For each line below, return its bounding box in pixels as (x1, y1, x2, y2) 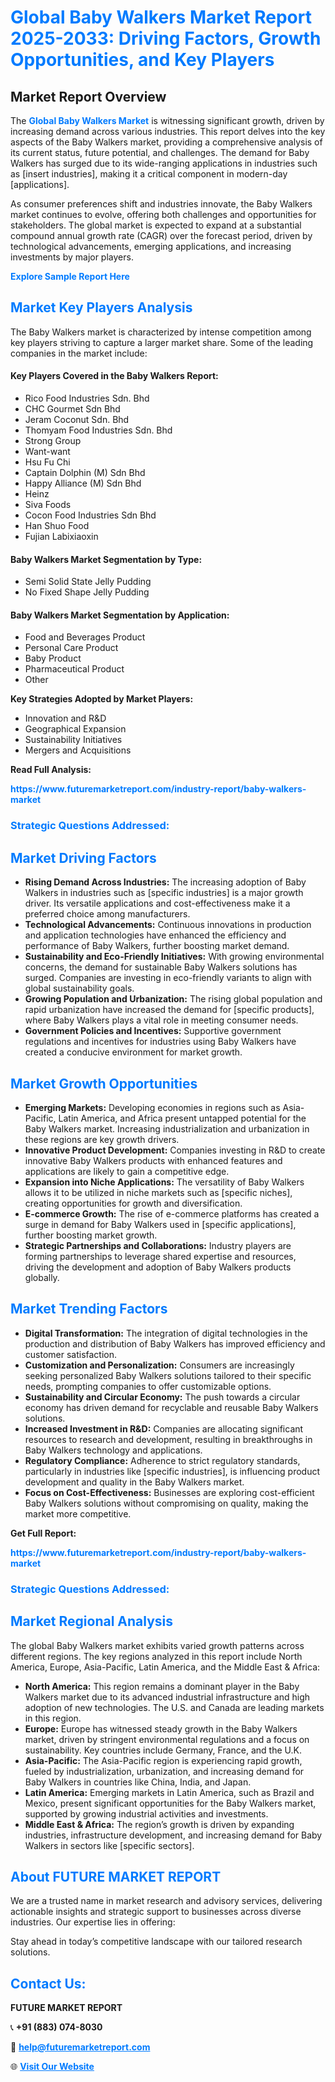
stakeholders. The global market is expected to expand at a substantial (10, 219, 302, 231)
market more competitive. (24, 1507, 132, 1520)
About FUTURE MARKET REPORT (10, 1868, 222, 1885)
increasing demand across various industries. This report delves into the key (10, 126, 326, 137)
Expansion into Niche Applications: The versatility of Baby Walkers (24, 1176, 305, 1188)
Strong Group (24, 435, 82, 447)
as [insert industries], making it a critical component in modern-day (10, 168, 288, 180)
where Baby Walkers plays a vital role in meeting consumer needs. (24, 1014, 299, 1026)
